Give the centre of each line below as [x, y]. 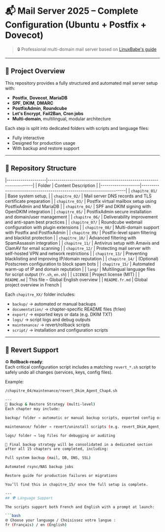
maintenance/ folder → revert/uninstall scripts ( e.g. [62, 427]
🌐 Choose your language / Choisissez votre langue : [61, 520]
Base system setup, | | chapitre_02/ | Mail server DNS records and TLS [80, 196]
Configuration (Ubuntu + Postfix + [76, 25]
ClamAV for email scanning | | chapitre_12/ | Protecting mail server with [78, 248]
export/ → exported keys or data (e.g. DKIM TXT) [62, 314]
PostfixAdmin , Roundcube [40, 108]
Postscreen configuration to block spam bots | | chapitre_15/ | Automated [80, 264]
